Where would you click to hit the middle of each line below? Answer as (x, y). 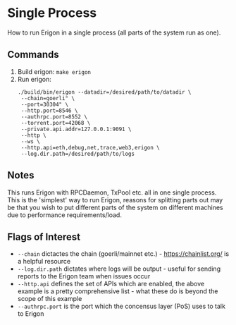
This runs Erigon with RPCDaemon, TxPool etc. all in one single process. (112, 192)
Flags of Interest (44, 237)
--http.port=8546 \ (49, 111)
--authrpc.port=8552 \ (54, 117)
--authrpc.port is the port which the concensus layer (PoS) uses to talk (121, 306)
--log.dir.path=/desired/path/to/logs (78, 154)
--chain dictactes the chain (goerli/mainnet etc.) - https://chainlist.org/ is (123, 254)
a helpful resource (44, 262)
